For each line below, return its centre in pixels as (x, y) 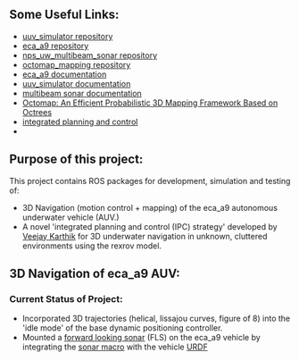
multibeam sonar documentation (82, 93)
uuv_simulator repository (67, 36)
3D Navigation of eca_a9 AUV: (95, 274)
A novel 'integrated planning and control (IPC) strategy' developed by (150, 226)
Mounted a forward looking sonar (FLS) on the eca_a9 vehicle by (141, 338)
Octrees (37, 112)
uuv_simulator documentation (76, 83)
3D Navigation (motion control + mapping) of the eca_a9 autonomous (150, 207)
